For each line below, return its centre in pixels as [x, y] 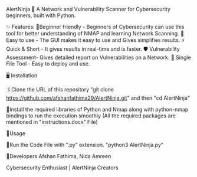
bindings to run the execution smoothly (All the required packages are [91, 116]
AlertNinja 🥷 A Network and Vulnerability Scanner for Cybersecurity [88, 9]
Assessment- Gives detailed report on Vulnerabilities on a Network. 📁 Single [98, 57]
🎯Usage [16, 133]
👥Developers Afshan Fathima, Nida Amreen [59, 156]
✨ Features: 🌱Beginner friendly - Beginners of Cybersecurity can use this [95, 27]
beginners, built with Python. [41, 15]
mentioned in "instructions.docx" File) [52, 122]
